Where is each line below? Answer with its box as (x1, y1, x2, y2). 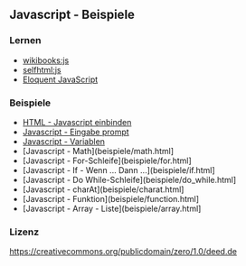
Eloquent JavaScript (22, 74, 99, 85)
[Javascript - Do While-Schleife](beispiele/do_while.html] (22, 174, 237, 185)
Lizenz (9, 225, 40, 238)
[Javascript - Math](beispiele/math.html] (22, 145, 175, 156)
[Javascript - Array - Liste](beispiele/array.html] (22, 203, 202, 214)
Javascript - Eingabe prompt (22, 126, 129, 137)
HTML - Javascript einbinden (22, 116, 132, 127)
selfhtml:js (22, 64, 61, 75)
